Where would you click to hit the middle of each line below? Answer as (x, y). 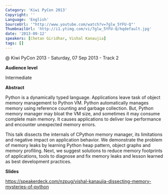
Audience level (21, 67)
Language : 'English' (27, 19)
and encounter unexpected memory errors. (51, 124)
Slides (12, 171)
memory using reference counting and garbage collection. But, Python (79, 108)
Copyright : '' (20, 15)
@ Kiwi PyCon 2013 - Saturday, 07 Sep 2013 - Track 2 (62, 58)
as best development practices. (38, 161)
